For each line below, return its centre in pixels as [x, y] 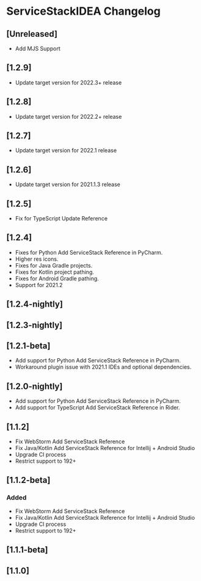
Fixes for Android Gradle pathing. [57, 278]
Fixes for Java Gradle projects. [54, 265]
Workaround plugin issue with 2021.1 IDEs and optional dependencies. [103, 367]
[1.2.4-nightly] [35, 304]
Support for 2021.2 [39, 285]
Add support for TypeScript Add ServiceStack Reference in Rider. [97, 408]
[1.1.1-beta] [27, 550]
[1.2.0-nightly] [35, 386]
